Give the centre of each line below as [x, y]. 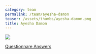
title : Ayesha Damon [26, 23]
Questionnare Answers [28, 47]
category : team [21, 10]
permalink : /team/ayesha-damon [37, 14]
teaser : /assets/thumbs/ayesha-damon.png [48, 19]
